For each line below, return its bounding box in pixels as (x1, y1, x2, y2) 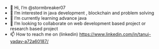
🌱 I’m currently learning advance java (9, 15, 87, 21)
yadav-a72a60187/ (9, 39, 49, 44)
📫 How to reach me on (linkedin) (9, 31, 78, 37)
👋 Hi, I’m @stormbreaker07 (9, 5, 66, 10)
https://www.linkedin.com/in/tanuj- (79, 31, 151, 37)
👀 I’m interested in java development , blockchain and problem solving (9, 10, 154, 16)
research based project (9, 26, 58, 32)
